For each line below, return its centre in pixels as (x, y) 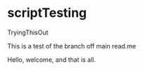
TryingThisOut (28, 32)
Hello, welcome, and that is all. (52, 59)
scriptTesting (47, 13)
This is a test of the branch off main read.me (71, 46)
